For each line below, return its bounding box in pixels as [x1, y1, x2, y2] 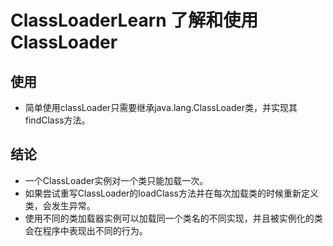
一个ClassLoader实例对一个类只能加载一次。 [24, 174, 209, 186]
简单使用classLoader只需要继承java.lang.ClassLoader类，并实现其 [24, 102, 298, 113]
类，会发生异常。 [24, 199, 96, 211]
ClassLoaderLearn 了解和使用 [10, 9, 259, 32]
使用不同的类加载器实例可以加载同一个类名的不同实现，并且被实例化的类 [24, 212, 323, 224]
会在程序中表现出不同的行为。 [24, 224, 148, 236]
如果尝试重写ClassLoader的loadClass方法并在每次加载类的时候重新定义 [24, 187, 319, 199]
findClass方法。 [24, 114, 91, 126]
